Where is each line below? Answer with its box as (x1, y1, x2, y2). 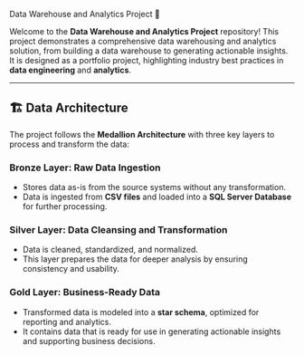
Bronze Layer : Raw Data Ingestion (9, 161, 161, 174)
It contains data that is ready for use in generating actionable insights (22, 326, 281, 337)
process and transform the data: (9, 139, 129, 149)
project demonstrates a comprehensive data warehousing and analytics (9, 36, 277, 46)
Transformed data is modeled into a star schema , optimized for (22, 306, 260, 317)
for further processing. (22, 201, 108, 212)
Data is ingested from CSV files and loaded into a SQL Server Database (22, 191, 292, 203)
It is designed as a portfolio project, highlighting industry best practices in (9, 55, 284, 65)
